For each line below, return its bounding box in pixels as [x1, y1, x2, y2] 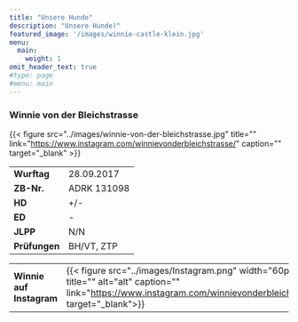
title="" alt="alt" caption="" [66, 275, 180, 287]
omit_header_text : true [9, 63, 98, 72]
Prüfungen [13, 239, 60, 252]
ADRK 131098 [67, 181, 130, 194]
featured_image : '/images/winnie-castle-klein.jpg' [9, 29, 204, 38]
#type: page [9, 71, 53, 80]
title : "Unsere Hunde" [9, 12, 93, 22]
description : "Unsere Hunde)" [9, 21, 122, 30]
